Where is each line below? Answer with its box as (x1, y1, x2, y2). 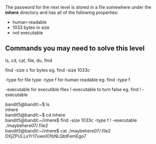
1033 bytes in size (12, 24, 50, 30)
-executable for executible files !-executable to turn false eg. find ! (5, 86, 141, 92)
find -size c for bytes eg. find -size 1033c (5, 67, 90, 73)
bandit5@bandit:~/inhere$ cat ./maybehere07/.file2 (5, 128, 111, 134)
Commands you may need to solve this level (5, 44, 145, 53)
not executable (12, 30, 43, 35)
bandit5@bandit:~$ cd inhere (5, 112, 66, 118)
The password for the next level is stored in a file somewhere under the (5, 4, 152, 10)
